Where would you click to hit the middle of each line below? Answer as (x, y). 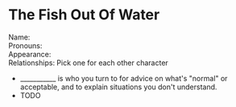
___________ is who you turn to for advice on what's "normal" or (124, 78)
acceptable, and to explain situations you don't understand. (118, 87)
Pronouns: (25, 45)
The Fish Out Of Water (84, 15)
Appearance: (30, 54)
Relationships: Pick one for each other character (89, 63)
